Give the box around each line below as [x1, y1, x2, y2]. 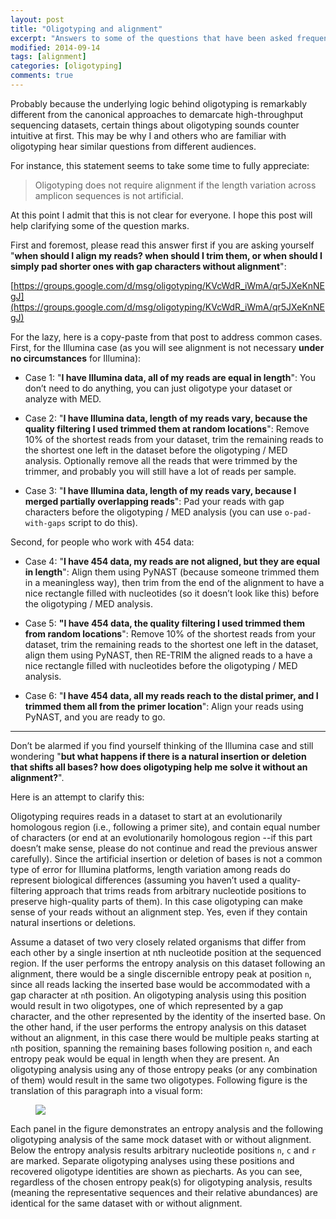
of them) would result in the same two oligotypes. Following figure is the [10, 1074, 308, 1086]
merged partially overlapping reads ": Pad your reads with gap [24, 495, 285, 507]
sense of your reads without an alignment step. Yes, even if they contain [10, 906, 308, 918]
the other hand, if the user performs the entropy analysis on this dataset [10, 1021, 307, 1033]
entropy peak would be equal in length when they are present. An [10, 1052, 280, 1065]
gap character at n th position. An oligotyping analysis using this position [10, 989, 307, 1001]
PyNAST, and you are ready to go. [24, 711, 166, 723]
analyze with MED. [24, 392, 102, 405]
